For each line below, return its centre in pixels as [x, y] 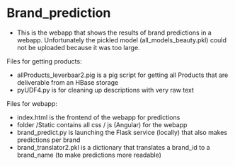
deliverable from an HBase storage [68, 82]
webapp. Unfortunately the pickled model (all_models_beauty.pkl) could [122, 40]
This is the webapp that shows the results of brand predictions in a [114, 32]
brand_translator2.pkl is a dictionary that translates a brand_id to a [113, 147]
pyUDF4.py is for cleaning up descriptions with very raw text [105, 90]
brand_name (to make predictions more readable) [89, 155]
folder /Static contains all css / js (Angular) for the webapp [102, 124]
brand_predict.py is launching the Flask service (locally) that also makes [122, 132]
